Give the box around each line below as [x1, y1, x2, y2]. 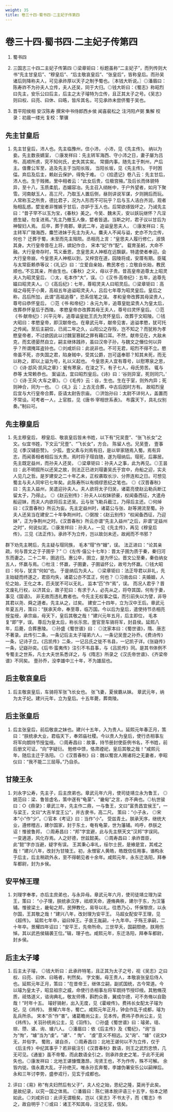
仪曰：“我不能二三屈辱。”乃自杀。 [12, 758, 83, 764]
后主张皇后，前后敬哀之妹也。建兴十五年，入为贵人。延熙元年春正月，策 [12, 726, 166, 733]
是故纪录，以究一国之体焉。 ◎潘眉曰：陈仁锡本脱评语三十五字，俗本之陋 [12, 1088, 168, 1094]
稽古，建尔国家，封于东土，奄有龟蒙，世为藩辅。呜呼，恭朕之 [30, 822, 162, 828]
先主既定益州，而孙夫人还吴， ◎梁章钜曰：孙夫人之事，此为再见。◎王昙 [12, 460, 168, 466]
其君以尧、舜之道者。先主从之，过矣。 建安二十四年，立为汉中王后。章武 [5, 600, 160, 606]
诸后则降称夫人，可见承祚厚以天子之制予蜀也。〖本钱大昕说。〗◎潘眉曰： [12, 78, 166, 84]
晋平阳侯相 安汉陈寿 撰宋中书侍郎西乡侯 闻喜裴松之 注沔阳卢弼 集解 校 [12, 108, 161, 114]
